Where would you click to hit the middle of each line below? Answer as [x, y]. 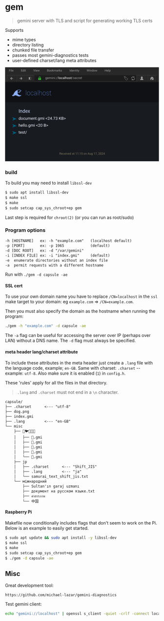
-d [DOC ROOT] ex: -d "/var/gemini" [44, 251]
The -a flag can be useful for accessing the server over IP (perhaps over [78, 335]
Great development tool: [29, 585]
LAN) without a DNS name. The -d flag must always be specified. [71, 341]
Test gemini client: [23, 604]
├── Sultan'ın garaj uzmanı [51, 486]
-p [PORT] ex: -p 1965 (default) [58, 246]
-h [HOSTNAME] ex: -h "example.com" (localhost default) [69, 241]
